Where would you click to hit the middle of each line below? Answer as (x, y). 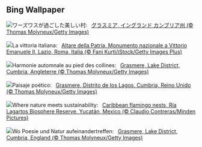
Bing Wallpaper (35, 10)
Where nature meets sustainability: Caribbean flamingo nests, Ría (94, 105)
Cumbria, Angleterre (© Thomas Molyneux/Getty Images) (78, 71)
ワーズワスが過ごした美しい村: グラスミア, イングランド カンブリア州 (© (103, 25)
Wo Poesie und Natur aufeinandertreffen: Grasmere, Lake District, (95, 131)
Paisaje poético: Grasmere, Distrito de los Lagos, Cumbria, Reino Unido (102, 85)
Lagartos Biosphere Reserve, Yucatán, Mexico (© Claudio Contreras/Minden (101, 111)
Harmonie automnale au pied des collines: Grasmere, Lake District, (96, 65)
